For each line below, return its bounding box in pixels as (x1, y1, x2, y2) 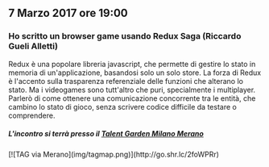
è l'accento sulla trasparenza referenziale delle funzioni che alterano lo (8, 76, 244, 86)
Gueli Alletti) (8, 40, 59, 52)
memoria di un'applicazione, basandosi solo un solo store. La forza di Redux (8, 68, 262, 77)
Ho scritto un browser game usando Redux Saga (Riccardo (8, 31, 242, 42)
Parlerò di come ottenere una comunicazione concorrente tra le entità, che (8, 93, 256, 103)
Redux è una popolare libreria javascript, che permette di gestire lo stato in (8, 59, 256, 69)
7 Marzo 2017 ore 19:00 (8, 6, 129, 20)
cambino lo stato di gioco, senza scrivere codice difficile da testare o (8, 102, 238, 111)
